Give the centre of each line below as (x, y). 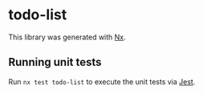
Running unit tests (55, 62)
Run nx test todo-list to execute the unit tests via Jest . (102, 81)
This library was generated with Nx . (67, 37)
